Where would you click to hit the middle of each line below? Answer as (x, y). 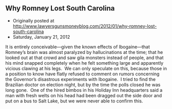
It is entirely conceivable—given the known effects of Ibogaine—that (78, 47)
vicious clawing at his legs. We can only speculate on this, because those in (86, 68)
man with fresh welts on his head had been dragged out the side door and (84, 95)
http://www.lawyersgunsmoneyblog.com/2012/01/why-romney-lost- (85, 26)
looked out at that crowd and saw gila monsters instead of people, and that (84, 58)
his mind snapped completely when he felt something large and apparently (84, 63)
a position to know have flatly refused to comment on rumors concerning (82, 74)
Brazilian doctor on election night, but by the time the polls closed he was (83, 85)
